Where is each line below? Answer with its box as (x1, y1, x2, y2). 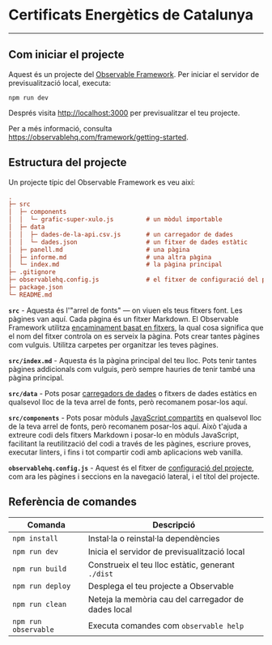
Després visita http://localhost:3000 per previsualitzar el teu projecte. (8, 108, 240, 117)
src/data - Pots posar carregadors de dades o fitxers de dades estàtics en (8, 388, 257, 398)
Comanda (27, 519, 66, 530)
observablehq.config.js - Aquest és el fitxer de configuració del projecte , (8, 463, 255, 472)
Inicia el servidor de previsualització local (87, 545, 245, 557)
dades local (87, 604, 132, 615)
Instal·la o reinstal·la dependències (87, 532, 220, 544)
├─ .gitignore (8, 268, 57, 276)
